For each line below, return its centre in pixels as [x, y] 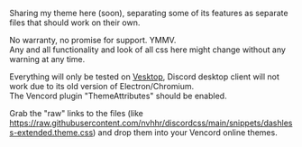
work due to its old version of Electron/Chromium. [102, 86]
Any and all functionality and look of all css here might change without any [148, 50]
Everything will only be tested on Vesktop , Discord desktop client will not [144, 77]
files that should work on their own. [75, 23]
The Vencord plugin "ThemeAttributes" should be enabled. [118, 96]
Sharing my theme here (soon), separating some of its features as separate [149, 13]
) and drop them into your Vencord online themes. [185, 133]
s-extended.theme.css [51, 133]
